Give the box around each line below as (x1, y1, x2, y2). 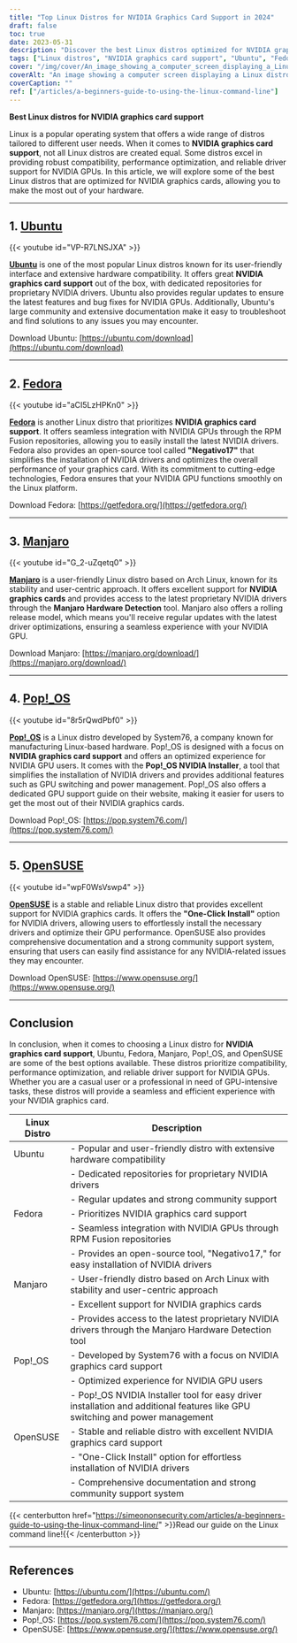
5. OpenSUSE (9, 858, 84, 873)
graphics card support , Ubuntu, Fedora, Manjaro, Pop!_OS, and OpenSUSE (9, 1048, 284, 1059)
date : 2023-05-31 (9, 37, 73, 47)
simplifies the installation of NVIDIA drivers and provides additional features (9, 769, 285, 779)
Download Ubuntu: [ (9, 333, 82, 343)
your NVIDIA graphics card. (9, 1095, 109, 1106)
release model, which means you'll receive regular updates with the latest (9, 611, 278, 622)
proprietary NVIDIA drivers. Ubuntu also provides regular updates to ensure (9, 288, 285, 298)
